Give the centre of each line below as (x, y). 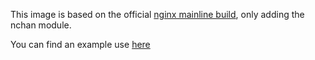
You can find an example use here (80, 44)
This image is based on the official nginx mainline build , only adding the (157, 14)
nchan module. (41, 25)
